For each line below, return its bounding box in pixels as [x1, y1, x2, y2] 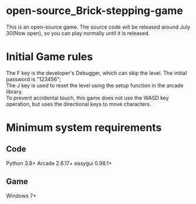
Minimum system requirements [6, 121, 162, 134]
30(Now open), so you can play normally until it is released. [6, 29, 150, 36]
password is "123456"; [6, 75, 62, 82]
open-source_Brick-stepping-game [6, 4, 183, 18]
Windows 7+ [6, 192, 37, 199]
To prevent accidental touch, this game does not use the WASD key [6, 94, 169, 101]
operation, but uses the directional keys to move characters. [6, 101, 151, 108]
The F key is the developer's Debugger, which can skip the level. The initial [6, 69, 187, 77]
